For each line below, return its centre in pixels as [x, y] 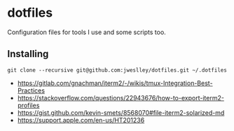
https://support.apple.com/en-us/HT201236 [81, 120]
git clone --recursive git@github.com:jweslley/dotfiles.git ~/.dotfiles [117, 70]
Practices [31, 90]
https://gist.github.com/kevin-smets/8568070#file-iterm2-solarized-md [121, 112]
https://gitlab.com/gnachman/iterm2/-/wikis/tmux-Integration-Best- [115, 83]
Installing [28, 54]
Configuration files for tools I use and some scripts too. [87, 32]
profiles [28, 105]
